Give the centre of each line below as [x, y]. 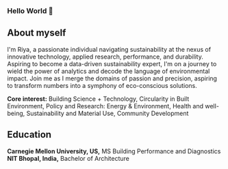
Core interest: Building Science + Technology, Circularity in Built [98, 99]
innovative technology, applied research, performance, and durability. [105, 57]
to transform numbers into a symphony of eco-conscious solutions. [102, 85]
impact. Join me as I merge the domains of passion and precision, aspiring [112, 78]
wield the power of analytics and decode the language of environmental [109, 71]
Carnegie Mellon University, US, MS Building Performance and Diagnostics [114, 151]
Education [29, 135]
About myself [37, 33]
